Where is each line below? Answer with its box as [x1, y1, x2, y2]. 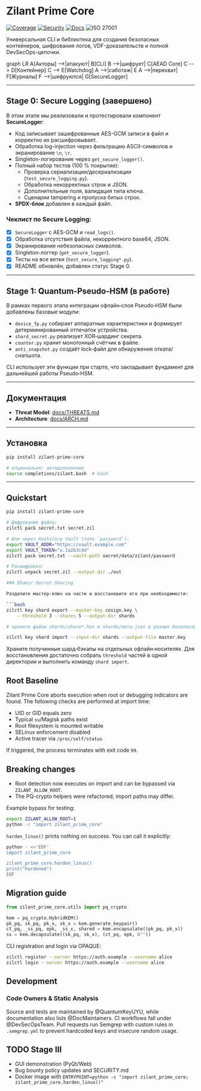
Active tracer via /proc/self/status [14, 735, 103, 742]
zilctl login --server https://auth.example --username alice [6, 960, 165, 966]
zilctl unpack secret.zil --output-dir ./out [6, 569, 121, 575]
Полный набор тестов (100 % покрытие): [14, 162, 120, 169]
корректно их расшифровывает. [14, 136, 98, 144]
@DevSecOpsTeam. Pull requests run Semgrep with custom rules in [6, 1021, 173, 1028]
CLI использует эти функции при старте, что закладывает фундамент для [6, 363, 194, 370]
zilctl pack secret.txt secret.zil [6, 525, 95, 531]
